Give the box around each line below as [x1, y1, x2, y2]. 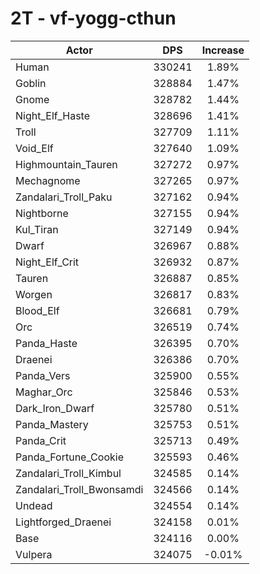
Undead [15, 498, 53, 512]
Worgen [15, 287, 53, 301]
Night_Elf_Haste [15, 108, 91, 122]
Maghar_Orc [15, 385, 73, 399]
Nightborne [15, 206, 69, 220]
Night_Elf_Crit [15, 255, 80, 269]
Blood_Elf [15, 303, 60, 317]
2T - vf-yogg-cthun [10, 7, 177, 30]
